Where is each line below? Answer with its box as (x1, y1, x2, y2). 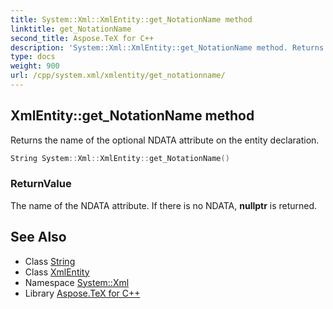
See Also (10, 229, 67, 246)
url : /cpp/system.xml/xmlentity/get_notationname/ (10, 71, 226, 81)
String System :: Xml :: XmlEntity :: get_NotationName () (10, 153, 230, 163)
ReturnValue (10, 177, 72, 191)
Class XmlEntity (24, 266, 90, 278)
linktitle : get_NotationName (10, 24, 132, 34)
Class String (24, 255, 76, 267)
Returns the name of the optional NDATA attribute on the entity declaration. (10, 134, 320, 146)
